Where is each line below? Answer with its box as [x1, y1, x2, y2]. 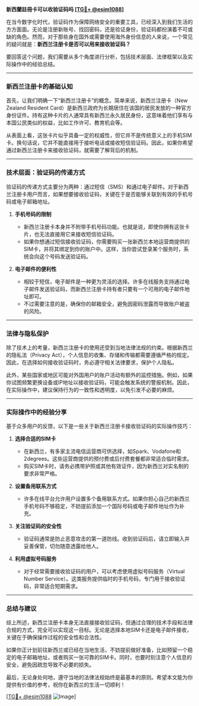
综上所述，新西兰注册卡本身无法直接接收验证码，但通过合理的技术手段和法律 [6, 619, 193, 626]
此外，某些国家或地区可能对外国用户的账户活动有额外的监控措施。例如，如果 [6, 371, 193, 378]
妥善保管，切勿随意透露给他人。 [23, 542, 102, 550]
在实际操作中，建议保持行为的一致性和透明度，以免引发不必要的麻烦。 [6, 386, 178, 393]
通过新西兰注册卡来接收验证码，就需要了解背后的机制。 [6, 146, 141, 154]
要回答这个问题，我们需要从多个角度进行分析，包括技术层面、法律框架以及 [6, 53, 188, 60]
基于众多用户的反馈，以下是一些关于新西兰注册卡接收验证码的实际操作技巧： [6, 423, 193, 430]
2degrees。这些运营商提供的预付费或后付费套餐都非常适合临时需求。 [23, 455, 192, 462]
